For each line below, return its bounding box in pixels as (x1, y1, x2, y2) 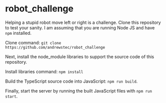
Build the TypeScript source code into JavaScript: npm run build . (5, 78, 138, 84)
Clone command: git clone (5, 39, 61, 45)
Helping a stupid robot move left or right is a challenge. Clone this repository (5, 19, 161, 25)
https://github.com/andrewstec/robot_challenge (5, 45, 106, 50)
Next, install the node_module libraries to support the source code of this (5, 53, 155, 60)
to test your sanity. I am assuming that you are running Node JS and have (5, 24, 155, 30)
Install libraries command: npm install (5, 68, 83, 75)
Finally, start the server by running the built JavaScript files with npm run (5, 88, 152, 94)
